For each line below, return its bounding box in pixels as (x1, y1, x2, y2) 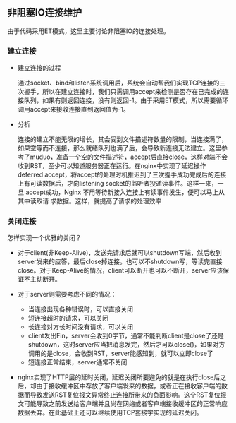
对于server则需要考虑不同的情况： (17, 290, 117, 299)
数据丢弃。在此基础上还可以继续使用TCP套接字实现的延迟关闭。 (17, 408, 203, 417)
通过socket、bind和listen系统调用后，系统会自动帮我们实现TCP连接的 (17, 78, 220, 87)
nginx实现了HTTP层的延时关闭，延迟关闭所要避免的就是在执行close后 (17, 373, 221, 381)
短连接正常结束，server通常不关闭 (27, 358, 128, 367)
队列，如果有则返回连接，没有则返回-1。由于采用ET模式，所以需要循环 (23, 96, 229, 105)
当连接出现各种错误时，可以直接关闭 (27, 305, 134, 314)
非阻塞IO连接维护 (7, 6, 82, 19)
